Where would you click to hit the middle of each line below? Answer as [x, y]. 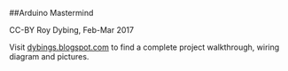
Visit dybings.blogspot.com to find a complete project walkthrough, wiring [144, 47]
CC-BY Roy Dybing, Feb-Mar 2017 [72, 30]
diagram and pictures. [49, 56]
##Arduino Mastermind [51, 13]
